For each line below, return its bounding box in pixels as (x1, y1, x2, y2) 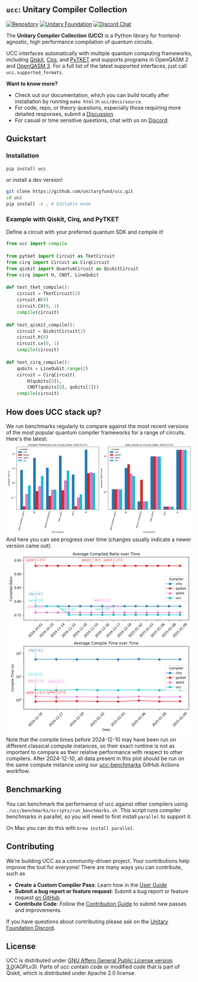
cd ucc (6, 195, 22, 201)
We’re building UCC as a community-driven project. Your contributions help (6, 857, 190, 864)
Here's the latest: (6, 435, 48, 442)
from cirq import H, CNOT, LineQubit (6, 272, 99, 278)
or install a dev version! (6, 176, 63, 183)
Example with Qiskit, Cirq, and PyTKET (6, 215, 119, 223)
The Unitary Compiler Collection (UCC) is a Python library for (6, 32, 157, 39)
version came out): (6, 542, 52, 549)
